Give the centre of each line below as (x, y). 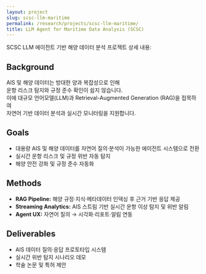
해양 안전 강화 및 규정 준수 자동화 (54, 164)
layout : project (27, 12)
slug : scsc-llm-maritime (38, 18)
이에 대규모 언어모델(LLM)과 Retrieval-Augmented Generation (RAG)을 (93, 98)
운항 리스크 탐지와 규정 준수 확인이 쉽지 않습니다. (65, 90)
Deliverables (31, 234)
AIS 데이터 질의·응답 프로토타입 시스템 (61, 249)
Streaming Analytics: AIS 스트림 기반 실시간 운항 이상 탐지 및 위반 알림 (102, 207)
